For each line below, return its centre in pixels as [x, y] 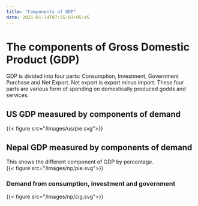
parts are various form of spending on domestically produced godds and [96, 89]
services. [17, 95]
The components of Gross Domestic [98, 47]
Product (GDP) [43, 60]
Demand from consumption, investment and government [91, 183]
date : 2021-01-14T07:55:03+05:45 [48, 17]
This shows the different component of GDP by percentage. [80, 162]
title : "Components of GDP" [41, 12]
